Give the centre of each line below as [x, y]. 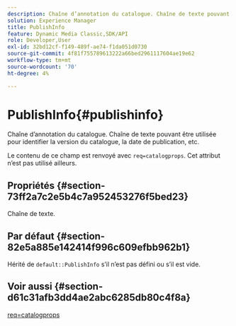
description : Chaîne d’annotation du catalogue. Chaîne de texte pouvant [119, 14]
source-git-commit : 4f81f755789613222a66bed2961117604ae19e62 [101, 54]
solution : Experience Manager [52, 21]
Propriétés [31, 185]
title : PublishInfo [36, 27]
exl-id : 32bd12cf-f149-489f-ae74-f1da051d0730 [77, 47]
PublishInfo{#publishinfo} [86, 115]
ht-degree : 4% [28, 73]
